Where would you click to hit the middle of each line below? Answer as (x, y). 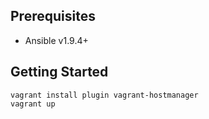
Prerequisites (53, 16)
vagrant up (33, 104)
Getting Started (59, 72)
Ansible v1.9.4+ (56, 40)
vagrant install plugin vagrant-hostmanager (104, 95)
